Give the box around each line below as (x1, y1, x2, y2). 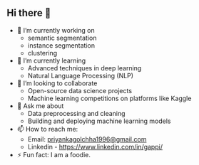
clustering (27, 48, 58, 57)
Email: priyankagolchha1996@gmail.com (27, 134, 147, 143)
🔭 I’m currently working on (16, 26, 95, 34)
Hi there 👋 (6, 7, 51, 19)
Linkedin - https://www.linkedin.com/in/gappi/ (27, 142, 163, 151)
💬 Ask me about (16, 101, 64, 110)
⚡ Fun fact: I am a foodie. (16, 150, 91, 159)
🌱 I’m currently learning (16, 56, 86, 65)
